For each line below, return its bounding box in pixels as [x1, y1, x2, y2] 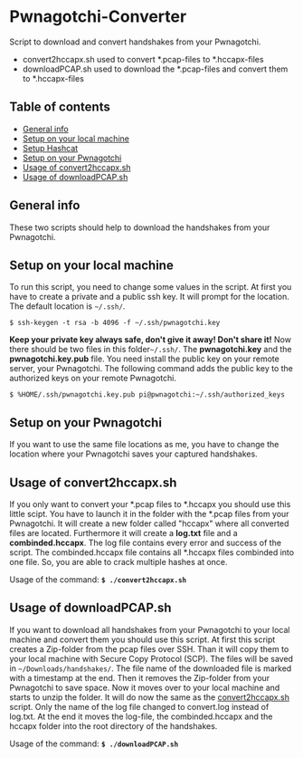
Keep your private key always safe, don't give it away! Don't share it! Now [9, 334, 292, 345]
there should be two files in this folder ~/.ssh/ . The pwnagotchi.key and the [9, 344, 292, 355]
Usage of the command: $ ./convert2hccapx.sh [9, 574, 187, 585]
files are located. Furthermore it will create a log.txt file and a [9, 528, 238, 538]
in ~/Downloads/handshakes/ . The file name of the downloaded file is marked [9, 663, 292, 674]
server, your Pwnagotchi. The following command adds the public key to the [9, 363, 294, 374]
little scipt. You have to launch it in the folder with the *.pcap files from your [9, 509, 289, 519]
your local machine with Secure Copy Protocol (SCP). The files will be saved [9, 653, 294, 664]
